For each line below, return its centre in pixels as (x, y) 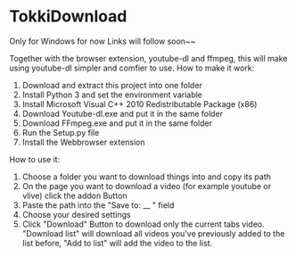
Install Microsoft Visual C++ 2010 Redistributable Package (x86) (140, 104)
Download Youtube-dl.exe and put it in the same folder (123, 113)
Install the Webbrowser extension (83, 142)
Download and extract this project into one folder (112, 85)
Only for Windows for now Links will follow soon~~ (103, 41)
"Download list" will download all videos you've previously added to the (153, 233)
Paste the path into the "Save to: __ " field (98, 205)
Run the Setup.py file (61, 132)
